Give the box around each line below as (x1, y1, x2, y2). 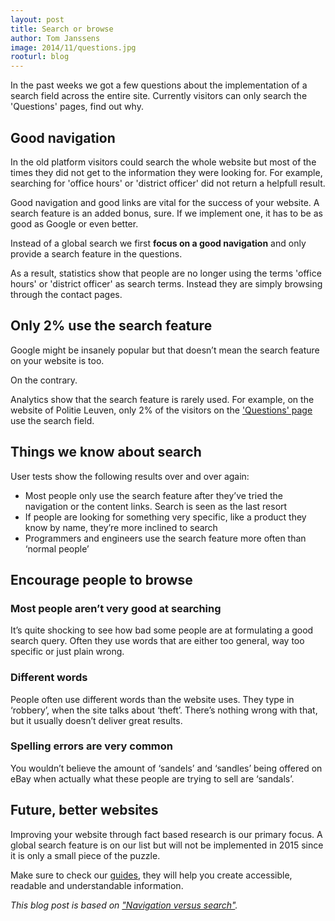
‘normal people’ (24, 542, 90, 555)
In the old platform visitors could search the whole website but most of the (10, 156, 317, 168)
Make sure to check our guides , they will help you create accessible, (10, 869, 293, 881)
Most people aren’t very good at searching (10, 601, 222, 615)
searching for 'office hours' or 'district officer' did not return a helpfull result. (10, 177, 326, 189)
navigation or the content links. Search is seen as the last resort (24, 500, 288, 512)
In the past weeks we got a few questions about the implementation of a (10, 79, 308, 91)
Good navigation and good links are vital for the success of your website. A (10, 196, 320, 208)
